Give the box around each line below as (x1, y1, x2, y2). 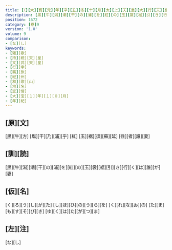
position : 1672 (5, 17, 38, 22)
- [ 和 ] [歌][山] (5, 79, 36, 84)
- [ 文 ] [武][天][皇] (5, 60, 44, 65)
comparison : (5, 36, 31, 42)
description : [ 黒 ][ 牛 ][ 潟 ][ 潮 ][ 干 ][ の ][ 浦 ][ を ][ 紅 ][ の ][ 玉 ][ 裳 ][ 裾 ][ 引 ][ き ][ (5, 12, 164, 17)
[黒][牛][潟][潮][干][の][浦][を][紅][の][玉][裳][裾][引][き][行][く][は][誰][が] (5, 164, 161, 170)
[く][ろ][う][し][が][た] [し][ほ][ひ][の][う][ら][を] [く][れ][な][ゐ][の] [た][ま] (5, 201, 165, 208)
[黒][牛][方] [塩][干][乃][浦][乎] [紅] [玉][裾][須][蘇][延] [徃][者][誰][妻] (5, 133, 150, 139)
